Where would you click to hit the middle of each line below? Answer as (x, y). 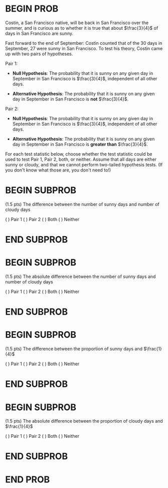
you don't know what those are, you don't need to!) (58, 170)
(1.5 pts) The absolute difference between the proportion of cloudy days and (84, 421)
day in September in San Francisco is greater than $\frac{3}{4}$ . (80, 144)
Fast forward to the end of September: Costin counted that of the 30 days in (84, 43)
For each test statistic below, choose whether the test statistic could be (79, 154)
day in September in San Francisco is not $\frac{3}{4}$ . (70, 99)
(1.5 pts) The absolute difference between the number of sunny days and (80, 276)
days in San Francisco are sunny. (39, 33)
